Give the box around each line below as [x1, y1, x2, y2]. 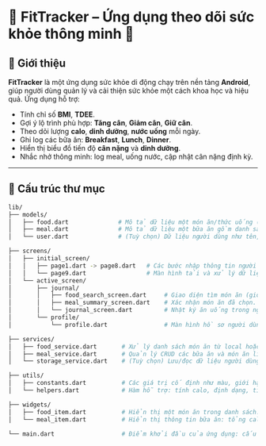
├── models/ [8, 210, 47, 218]
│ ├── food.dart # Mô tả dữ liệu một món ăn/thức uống [8, 218, 253, 226]
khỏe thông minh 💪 [8, 25, 135, 43]
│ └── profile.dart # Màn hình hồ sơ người [8, 321, 246, 329]
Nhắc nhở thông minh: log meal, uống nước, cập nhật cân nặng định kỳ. [19, 152, 253, 161]
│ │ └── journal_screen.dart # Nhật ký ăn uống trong [8, 306, 249, 314]
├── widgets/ [8, 401, 51, 409]
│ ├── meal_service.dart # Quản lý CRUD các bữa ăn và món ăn [8, 350, 249, 358]
